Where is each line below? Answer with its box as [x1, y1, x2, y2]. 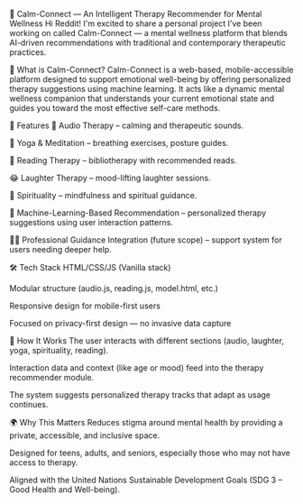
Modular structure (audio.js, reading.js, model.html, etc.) [9, 283, 219, 293]
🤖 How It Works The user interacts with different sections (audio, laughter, [9, 335, 284, 346]
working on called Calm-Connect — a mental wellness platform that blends [9, 28, 289, 38]
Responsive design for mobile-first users [9, 300, 161, 311]
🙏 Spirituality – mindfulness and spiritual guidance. [9, 190, 197, 200]
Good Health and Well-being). [9, 484, 120, 495]
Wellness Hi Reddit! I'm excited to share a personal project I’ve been [9, 18, 262, 29]
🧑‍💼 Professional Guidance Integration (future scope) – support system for [9, 234, 282, 245]
